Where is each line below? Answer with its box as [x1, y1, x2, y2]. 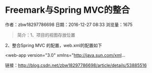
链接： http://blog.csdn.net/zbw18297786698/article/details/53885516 [5, 62, 147, 68]
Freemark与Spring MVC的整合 [5, 4, 130, 16]
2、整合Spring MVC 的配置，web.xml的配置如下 [5, 42, 102, 48]
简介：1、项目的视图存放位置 [17, 32, 75, 38]
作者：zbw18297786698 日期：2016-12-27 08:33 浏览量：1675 [5, 22, 133, 27]
